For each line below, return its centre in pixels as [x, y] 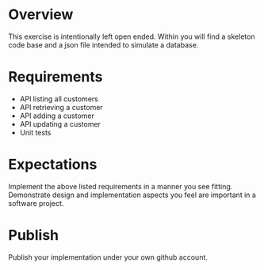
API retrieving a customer [61, 107]
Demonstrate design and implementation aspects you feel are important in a [132, 195]
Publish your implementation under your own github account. [108, 257]
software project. [36, 203]
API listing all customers [59, 99]
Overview [41, 15]
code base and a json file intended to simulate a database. [103, 44]
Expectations [53, 165]
